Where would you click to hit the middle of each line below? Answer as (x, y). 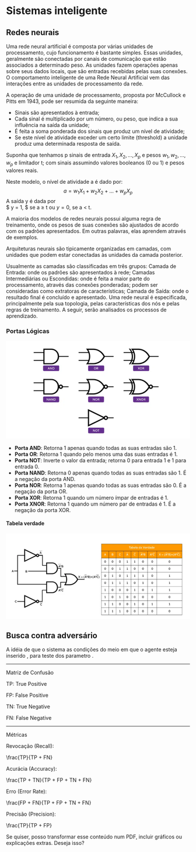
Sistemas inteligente (57, 11)
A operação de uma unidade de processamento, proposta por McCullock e (96, 95)
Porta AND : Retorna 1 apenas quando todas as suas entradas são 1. (95, 448)
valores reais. (22, 170)
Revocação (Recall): (30, 746)
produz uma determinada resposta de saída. (68, 144)
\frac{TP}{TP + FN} (29, 757)
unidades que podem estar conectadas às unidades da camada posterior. (94, 255)
